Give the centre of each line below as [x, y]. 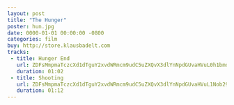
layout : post [26, 13]
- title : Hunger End [40, 59]
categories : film [32, 39]
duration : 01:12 [40, 90]
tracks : [18, 52]
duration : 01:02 [40, 71]
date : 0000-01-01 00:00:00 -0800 [56, 33]
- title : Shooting [37, 78]
